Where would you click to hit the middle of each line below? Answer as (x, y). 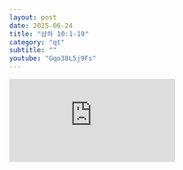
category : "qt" (37, 42)
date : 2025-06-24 (41, 26)
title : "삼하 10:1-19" (49, 34)
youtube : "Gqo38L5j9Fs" (53, 58)
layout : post (33, 17)
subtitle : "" (33, 50)
